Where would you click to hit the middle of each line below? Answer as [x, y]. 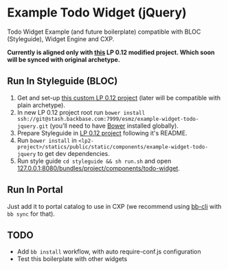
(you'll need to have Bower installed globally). [114, 126]
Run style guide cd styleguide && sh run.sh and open [94, 161]
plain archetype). [41, 105]
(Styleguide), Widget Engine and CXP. [61, 38]
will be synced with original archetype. [64, 59]
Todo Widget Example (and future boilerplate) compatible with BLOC [104, 32]
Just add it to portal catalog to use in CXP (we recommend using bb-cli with [114, 206]
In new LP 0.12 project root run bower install [81, 112]
